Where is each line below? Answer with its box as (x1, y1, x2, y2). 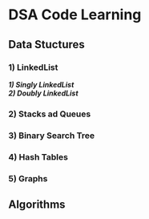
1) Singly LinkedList (8, 79, 74, 89)
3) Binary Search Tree (8, 130, 95, 141)
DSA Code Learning (8, 6, 142, 24)
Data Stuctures (8, 38, 86, 51)
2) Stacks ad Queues (8, 108, 91, 120)
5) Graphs (8, 172, 48, 184)
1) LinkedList (8, 62, 58, 73)
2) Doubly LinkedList (8, 88, 79, 98)
